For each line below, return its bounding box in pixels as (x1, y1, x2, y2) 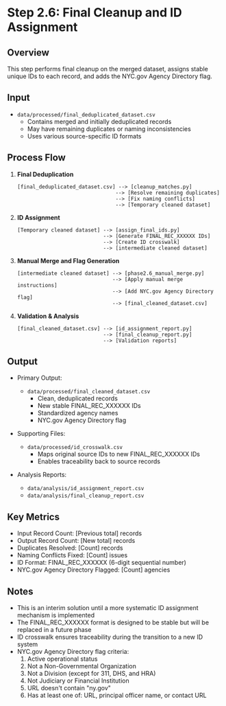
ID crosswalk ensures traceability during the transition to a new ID (16, 633, 203, 642)
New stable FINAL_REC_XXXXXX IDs (37, 402, 142, 410)
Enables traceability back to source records (37, 457, 161, 465)
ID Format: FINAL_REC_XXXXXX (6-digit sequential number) (16, 559, 187, 567)
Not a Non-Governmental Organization (27, 662, 137, 670)
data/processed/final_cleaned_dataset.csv (27, 389, 151, 395)
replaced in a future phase (16, 626, 92, 634)
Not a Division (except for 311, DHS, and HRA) (27, 670, 156, 678)
